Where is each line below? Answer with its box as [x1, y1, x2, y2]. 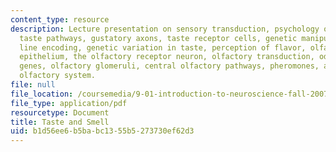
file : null [10, 80, 56, 90]
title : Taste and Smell [10, 117, 110, 127]
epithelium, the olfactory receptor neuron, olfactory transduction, [19, 52, 315, 62]
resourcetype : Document [10, 107, 110, 118]
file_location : [10, 89, 74, 99]
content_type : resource [10, 14, 110, 25]
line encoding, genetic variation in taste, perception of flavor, [19, 42, 307, 53]
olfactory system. [19, 71, 97, 81]
